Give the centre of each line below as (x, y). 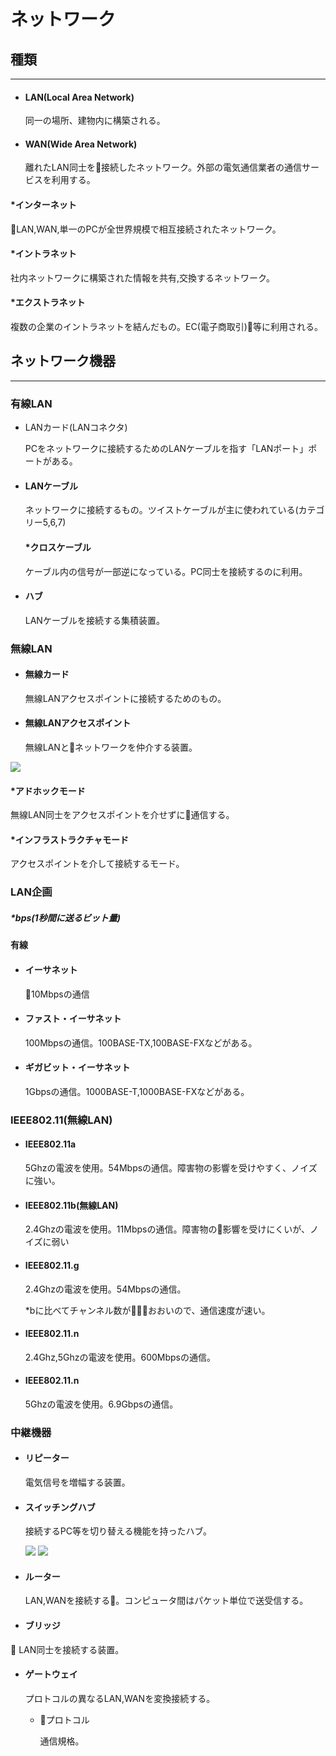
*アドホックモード (48, 791)
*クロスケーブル (58, 547)
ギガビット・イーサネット (77, 1067)
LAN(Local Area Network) (79, 97)
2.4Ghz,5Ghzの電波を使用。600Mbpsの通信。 (120, 1357)
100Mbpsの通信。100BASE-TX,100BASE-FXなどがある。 (141, 1042)
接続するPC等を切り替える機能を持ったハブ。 (118, 1531)
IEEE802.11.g (52, 1265)
